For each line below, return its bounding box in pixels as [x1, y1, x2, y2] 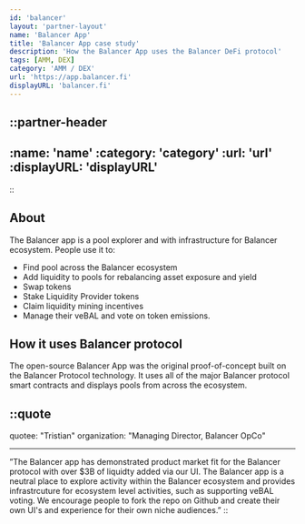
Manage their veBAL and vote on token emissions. [22, 310, 211, 321]
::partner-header [9, 115, 107, 130]
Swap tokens [22, 281, 72, 292]
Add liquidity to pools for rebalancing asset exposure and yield [22, 271, 257, 282]
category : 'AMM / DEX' [9, 65, 95, 74]
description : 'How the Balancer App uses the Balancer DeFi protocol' [9, 47, 282, 56]
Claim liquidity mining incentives [22, 300, 143, 311]
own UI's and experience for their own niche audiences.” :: [9, 505, 229, 516]
